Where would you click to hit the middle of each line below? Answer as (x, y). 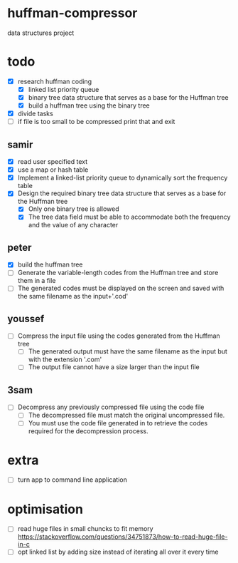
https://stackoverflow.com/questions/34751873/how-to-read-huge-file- (123, 537)
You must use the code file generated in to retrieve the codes (118, 423)
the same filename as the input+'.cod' (73, 296)
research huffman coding (55, 81)
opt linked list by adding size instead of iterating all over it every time (118, 552)
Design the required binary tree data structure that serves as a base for (122, 193)
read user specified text (53, 162)
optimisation (45, 509)
